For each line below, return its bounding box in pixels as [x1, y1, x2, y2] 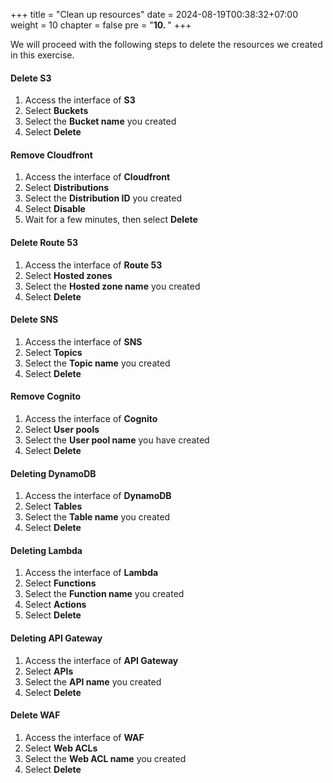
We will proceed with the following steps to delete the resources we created [10, 39, 323, 50]
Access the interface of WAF [24, 731, 145, 743]
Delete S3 [10, 72, 52, 84]
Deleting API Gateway [10, 632, 103, 644]
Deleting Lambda [10, 544, 83, 556]
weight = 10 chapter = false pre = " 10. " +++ [10, 19, 192, 31]
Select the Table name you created [24, 511, 171, 523]
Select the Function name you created [24, 588, 185, 600]
